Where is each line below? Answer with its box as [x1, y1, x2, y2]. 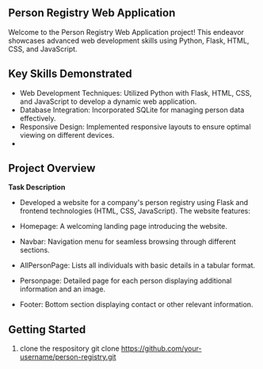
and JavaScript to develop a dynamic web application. [19, 97, 197, 106]
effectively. [19, 113, 56, 123]
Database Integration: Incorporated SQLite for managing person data [19, 105, 245, 114]
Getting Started [8, 322, 86, 336]
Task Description [8, 182, 66, 192]
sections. [19, 245, 50, 255]
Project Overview [8, 162, 96, 175]
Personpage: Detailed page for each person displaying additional [19, 276, 232, 286]
